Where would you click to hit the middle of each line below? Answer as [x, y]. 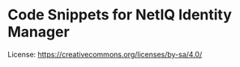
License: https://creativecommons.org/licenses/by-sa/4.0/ [105, 54]
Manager [39, 32]
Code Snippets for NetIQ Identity [120, 15]
